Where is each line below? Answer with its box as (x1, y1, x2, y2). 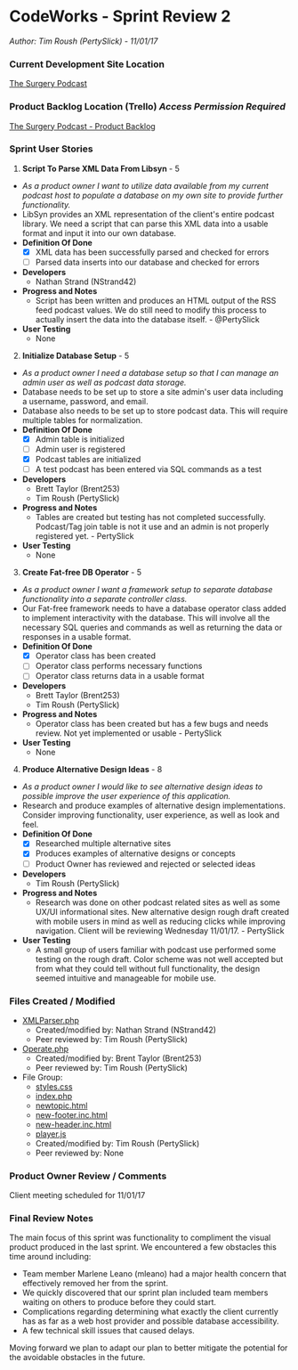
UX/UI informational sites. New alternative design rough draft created (35, 906, 290, 917)
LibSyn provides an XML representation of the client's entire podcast (21, 208, 275, 219)
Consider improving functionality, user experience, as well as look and (21, 810, 280, 820)
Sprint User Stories (9, 143, 93, 155)
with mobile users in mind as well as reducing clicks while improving (35, 916, 286, 926)
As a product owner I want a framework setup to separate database (21, 584, 273, 595)
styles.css (35, 1081, 73, 1092)
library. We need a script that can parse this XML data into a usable (21, 218, 269, 229)
